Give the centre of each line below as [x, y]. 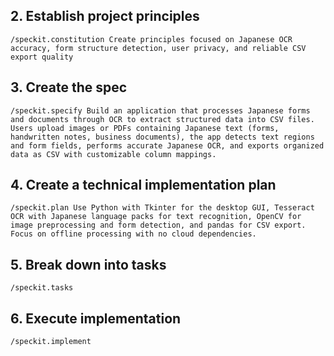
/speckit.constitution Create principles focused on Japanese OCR [151, 39]
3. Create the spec [69, 87]
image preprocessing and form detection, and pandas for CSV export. [158, 225]
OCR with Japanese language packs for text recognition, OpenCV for [156, 217]
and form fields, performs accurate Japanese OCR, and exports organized [167, 145]
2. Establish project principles [105, 16]
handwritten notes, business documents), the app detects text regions [162, 137]
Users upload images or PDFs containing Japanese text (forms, [145, 128]
